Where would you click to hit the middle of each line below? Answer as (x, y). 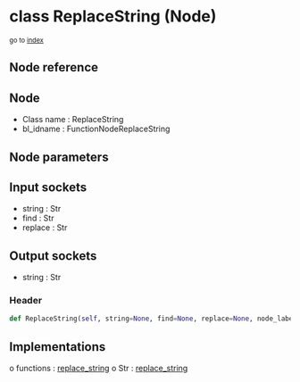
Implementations (58, 347)
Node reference (54, 67)
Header (26, 301)
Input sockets (48, 187)
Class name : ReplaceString (73, 120)
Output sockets (53, 256)
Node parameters (59, 157)
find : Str (38, 218)
